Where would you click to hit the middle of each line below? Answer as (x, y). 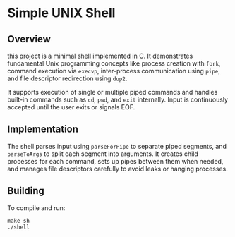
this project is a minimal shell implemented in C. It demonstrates (100, 56)
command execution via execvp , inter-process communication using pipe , (114, 71)
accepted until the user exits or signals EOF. (71, 107)
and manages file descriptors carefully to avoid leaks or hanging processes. (117, 169)
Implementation (43, 129)
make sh (19, 221)
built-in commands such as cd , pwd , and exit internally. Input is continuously (117, 99)
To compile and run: (36, 208)
